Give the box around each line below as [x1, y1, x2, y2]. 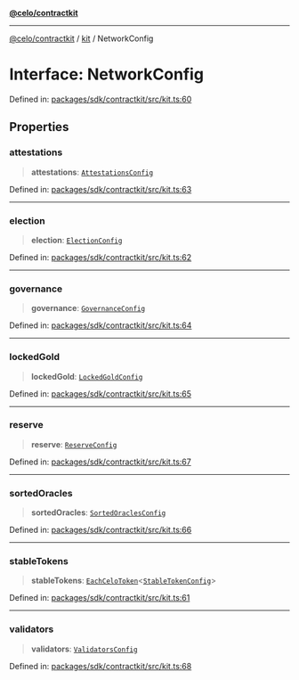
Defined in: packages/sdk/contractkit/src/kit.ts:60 [9, 94, 192, 104]
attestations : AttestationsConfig [30, 167, 154, 177]
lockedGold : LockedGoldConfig [30, 371, 143, 381]
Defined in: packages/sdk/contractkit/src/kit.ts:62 [9, 251, 192, 262]
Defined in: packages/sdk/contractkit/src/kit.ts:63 [9, 184, 192, 194]
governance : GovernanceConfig [30, 303, 145, 314]
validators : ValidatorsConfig [30, 643, 138, 654]
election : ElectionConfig [30, 234, 123, 245]
